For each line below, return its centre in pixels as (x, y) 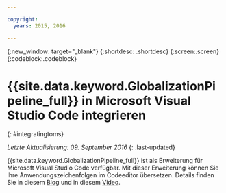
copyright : (23, 19)
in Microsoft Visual (136, 101)
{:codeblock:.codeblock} (42, 58)
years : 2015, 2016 (40, 26)
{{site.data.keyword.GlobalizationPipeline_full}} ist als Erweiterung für (105, 161)
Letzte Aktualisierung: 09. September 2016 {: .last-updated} (91, 147)
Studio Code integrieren (76, 115)
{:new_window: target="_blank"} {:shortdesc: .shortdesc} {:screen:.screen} (113, 51)
